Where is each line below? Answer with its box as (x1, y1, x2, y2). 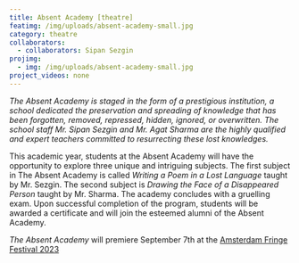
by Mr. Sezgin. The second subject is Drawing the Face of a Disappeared (9, 179, 279, 190)
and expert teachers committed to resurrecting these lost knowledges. (9, 133, 270, 144)
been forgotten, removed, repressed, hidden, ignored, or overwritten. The (9, 114, 279, 125)
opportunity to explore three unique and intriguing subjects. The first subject (9, 160, 291, 170)
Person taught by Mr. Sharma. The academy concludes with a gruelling (9, 188, 270, 199)
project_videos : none (9, 71, 90, 80)
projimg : (9, 54, 42, 63)
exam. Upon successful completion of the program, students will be (9, 198, 259, 209)
